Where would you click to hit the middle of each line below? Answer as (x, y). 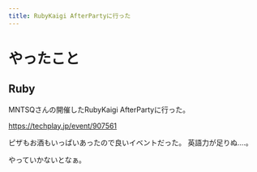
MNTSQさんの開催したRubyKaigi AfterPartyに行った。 (99, 110)
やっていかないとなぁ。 (47, 160)
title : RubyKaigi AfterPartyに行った (70, 16)
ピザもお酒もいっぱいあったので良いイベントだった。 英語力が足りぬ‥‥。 (131, 142)
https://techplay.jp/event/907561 (63, 126)
